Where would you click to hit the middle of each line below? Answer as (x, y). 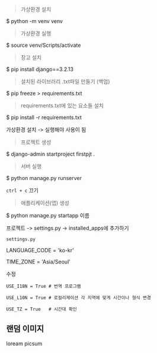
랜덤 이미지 (25, 329)
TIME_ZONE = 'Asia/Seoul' (39, 262)
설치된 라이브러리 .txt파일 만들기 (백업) (65, 81)
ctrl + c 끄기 (22, 190)
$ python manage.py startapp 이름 (48, 215)
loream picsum (24, 344)
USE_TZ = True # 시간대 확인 (41, 309)
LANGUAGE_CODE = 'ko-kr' (40, 250)
